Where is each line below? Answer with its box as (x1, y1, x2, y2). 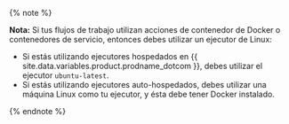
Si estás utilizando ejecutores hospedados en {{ (21, 51, 198, 61)
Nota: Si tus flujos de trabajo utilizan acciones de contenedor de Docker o (9, 25, 281, 35)
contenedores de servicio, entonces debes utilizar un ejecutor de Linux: (9, 35, 273, 44)
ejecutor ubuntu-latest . (21, 70, 109, 81)
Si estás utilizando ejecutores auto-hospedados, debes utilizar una (21, 80, 267, 89)
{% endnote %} (9, 106, 67, 116)
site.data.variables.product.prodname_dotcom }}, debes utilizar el (21, 61, 263, 71)
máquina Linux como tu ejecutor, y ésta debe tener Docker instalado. (21, 89, 276, 99)
